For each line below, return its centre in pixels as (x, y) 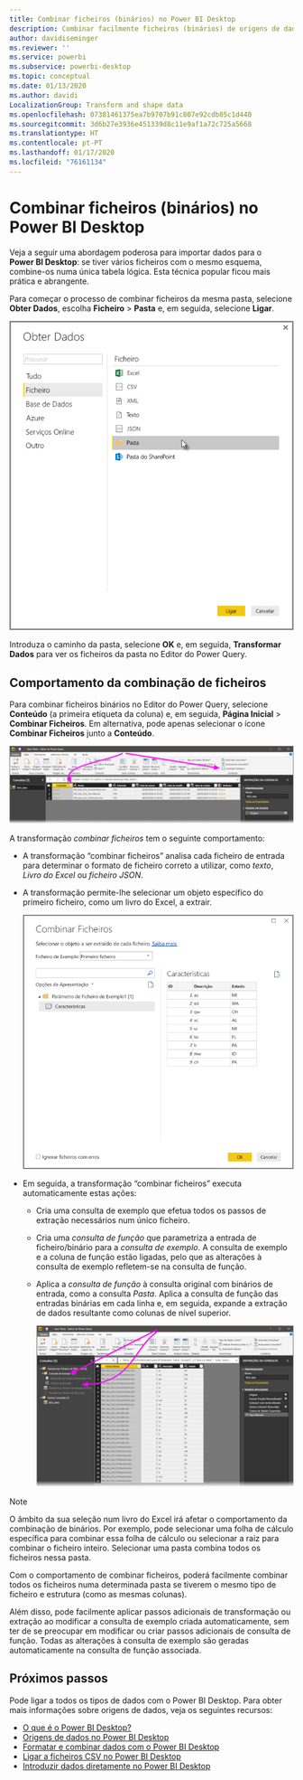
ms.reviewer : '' (40, 48)
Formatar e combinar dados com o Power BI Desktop (121, 1747)
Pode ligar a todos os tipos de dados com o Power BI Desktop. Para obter (146, 1700)
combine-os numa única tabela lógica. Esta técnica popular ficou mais (140, 271)
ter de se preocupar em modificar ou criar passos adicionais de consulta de (150, 1631)
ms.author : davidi (44, 95)
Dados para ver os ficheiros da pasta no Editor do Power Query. (129, 655)
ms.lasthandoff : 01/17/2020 (62, 153)
